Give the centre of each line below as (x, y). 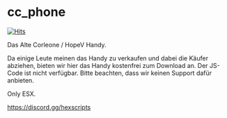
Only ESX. (22, 94)
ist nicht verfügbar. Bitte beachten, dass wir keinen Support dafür (118, 73)
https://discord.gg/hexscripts (49, 107)
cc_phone (37, 12)
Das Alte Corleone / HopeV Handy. (57, 44)
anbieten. (21, 80)
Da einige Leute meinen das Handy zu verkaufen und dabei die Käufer (108, 58)
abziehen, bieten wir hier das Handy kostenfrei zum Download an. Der (108, 65)
